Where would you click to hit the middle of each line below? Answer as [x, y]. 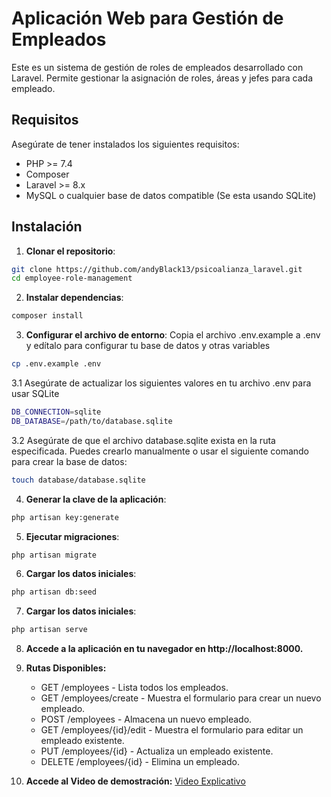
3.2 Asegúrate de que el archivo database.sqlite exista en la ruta [143, 440]
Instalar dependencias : [74, 298]
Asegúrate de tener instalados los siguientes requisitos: [125, 144]
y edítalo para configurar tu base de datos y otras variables [148, 346]
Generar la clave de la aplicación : [96, 499]
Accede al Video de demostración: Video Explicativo [135, 781]
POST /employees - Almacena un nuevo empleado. [146, 719]
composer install [47, 316]
